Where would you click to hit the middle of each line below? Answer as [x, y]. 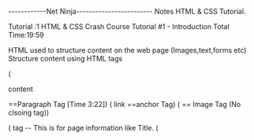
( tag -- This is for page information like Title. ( [84, 128]
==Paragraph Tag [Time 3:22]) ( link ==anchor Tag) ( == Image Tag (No [125, 104]
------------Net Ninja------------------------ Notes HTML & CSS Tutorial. [127, 11]
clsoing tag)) [29, 112]
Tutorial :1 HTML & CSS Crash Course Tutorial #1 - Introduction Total [119, 26]
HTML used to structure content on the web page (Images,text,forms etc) [127, 50]
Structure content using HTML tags [65, 59]
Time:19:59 [26, 35]
